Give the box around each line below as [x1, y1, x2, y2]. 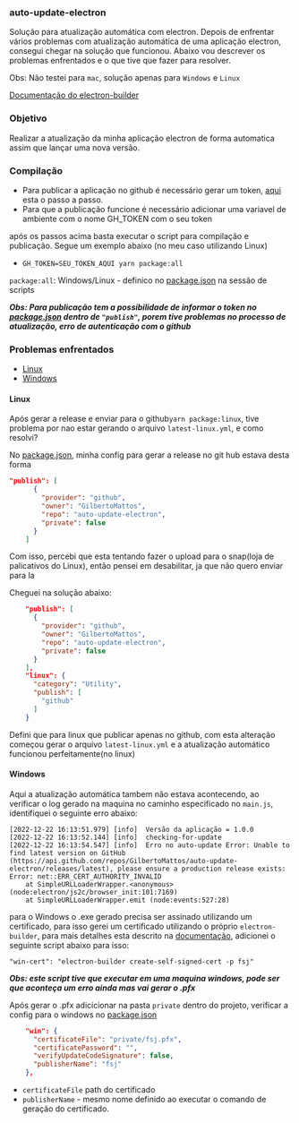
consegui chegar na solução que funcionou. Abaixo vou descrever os [9, 46, 266, 56]
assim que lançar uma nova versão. [9, 141, 141, 153]
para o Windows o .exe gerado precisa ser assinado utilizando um [9, 911, 252, 922]
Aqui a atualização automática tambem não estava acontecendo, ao [9, 788, 260, 799]
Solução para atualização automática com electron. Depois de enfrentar [9, 27, 275, 38]
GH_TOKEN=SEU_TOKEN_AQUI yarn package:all [21, 259, 184, 268]
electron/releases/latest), [9, 864, 115, 873]
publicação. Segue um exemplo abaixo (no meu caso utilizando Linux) [9, 240, 269, 251]
